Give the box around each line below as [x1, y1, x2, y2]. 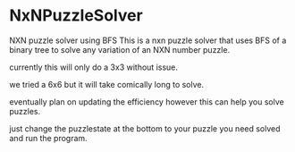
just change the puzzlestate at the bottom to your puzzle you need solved [9, 122, 281, 134]
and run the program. [9, 132, 88, 143]
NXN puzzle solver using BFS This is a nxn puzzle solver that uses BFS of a [9, 35, 287, 46]
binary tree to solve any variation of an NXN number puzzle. [9, 44, 231, 55]
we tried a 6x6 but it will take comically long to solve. [9, 79, 205, 89]
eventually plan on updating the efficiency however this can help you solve [9, 96, 284, 107]
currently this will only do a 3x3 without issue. [9, 62, 179, 72]
